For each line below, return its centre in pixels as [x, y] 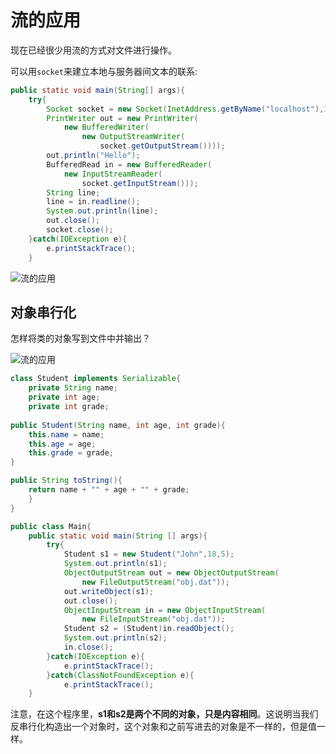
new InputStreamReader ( [113, 174]
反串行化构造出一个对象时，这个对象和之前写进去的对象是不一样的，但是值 [163, 727]
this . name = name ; [66, 434]
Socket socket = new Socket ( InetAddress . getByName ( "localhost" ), [185, 109]
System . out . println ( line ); [102, 211]
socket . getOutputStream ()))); [162, 146]
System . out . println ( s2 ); [115, 638]
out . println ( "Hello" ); [93, 156]
